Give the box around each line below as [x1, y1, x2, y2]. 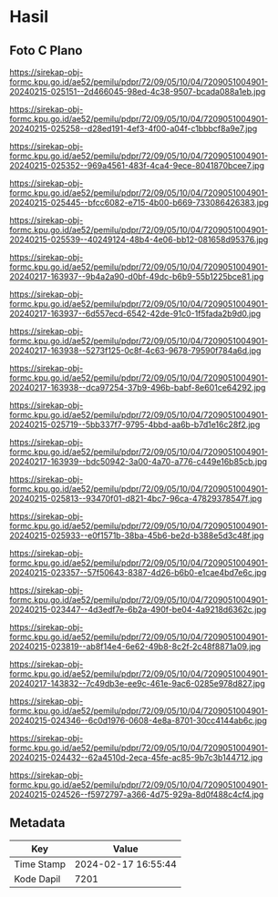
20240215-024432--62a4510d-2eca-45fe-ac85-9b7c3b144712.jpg [9, 752, 263, 762]
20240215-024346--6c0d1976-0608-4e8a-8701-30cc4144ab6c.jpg [9, 715, 267, 726]
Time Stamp [14, 858, 67, 871]
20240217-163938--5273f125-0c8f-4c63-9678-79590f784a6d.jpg [9, 345, 262, 356]
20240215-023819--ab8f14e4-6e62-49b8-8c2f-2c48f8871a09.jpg [9, 641, 262, 652]
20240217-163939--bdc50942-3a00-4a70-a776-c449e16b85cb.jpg [9, 456, 267, 466]
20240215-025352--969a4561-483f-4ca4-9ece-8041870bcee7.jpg [9, 160, 265, 170]
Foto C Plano [9, 43, 83, 58]
